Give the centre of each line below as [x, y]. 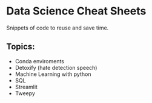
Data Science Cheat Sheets [76, 11]
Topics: [21, 47]
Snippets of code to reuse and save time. [58, 28]
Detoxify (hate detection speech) [56, 67]
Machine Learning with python [53, 74]
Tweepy [25, 93]
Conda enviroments [40, 61]
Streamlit [26, 87]
